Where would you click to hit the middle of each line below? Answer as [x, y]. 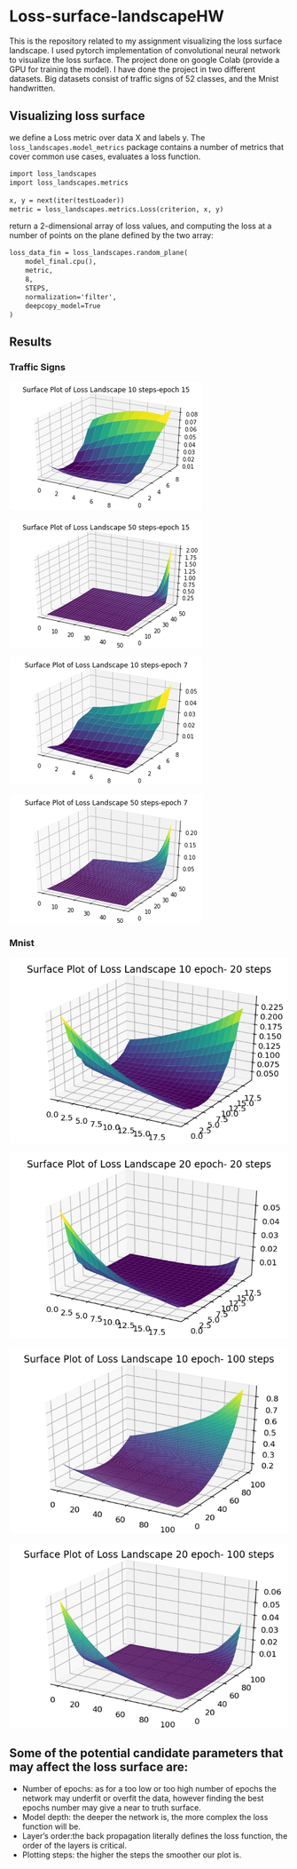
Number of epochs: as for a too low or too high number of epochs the [149, 1788]
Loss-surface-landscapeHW [117, 16]
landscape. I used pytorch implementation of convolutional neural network [145, 50]
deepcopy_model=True [63, 306]
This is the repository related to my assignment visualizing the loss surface [146, 41]
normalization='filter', [71, 297]
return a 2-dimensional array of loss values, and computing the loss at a [141, 226]
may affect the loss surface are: [99, 1767]
